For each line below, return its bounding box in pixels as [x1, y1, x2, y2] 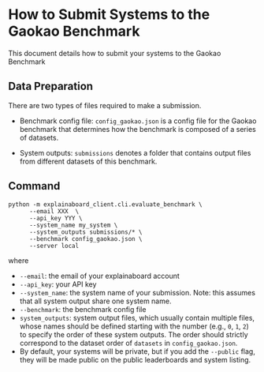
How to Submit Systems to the [8, 6, 210, 24]
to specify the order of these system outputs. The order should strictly [19, 329, 248, 339]
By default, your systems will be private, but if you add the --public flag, [19, 346, 256, 356]
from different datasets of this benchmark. [19, 156, 158, 166]
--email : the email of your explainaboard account [19, 271, 180, 280]
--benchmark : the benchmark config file [19, 304, 147, 314]
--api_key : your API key [19, 279, 97, 289]
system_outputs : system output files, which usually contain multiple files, [19, 313, 255, 322]
